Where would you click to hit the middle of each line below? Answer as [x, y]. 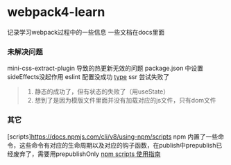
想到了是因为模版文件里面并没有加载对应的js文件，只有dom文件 [125, 101]
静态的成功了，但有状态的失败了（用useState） [102, 92]
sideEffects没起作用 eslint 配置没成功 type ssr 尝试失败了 [88, 77]
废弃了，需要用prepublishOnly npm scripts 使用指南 [87, 154]
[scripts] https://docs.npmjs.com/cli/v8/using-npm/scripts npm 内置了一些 [113, 137]
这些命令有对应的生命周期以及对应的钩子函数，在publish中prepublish [118, 145]
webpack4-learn [56, 12]
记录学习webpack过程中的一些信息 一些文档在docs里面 [86, 32]
